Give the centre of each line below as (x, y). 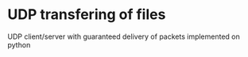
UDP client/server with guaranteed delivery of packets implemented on (124, 36)
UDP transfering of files (87, 15)
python (19, 44)
